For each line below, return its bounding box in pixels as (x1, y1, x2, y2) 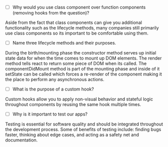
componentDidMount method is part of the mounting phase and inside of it (5, 66, 160, 72)
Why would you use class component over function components (12, 4, 146, 10)
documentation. (5, 137, 38, 143)
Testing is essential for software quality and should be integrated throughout (5, 121, 163, 127)
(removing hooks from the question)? (12, 10, 89, 16)
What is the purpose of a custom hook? (12, 86, 94, 92)
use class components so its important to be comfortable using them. (5, 30, 149, 36)
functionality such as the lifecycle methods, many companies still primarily (5, 25, 159, 31)
